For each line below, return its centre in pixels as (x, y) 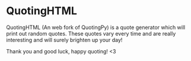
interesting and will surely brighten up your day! (64, 40)
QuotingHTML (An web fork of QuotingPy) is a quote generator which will (96, 27)
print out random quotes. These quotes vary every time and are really (91, 33)
